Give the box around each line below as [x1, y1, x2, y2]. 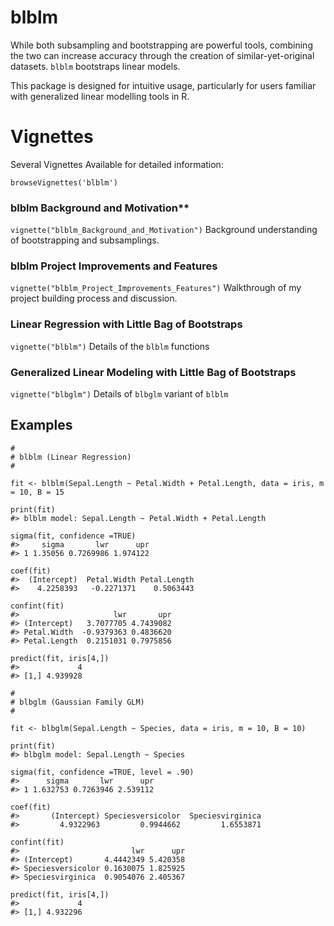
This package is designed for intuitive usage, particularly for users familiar [10, 79, 317, 91]
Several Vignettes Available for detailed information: [10, 158, 224, 170]
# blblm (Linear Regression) [10, 452, 132, 462]
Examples [10, 417, 73, 434]
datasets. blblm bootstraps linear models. [10, 60, 181, 72]
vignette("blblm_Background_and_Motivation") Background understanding [10, 224, 318, 236]
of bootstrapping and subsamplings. [10, 234, 160, 246]
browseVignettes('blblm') [10, 177, 118, 188]
